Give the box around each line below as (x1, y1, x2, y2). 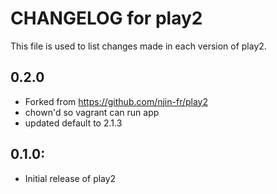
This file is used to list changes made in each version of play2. (10, 40, 267, 52)
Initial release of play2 (24, 172, 117, 184)
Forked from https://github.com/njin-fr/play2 (24, 95, 209, 107)
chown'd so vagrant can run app (24, 106, 160, 118)
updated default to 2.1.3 (24, 117, 123, 129)
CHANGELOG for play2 (10, 7, 203, 30)
